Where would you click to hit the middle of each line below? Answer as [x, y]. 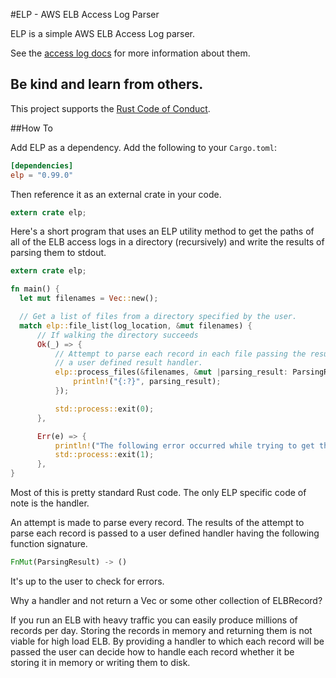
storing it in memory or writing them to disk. [100, 662]
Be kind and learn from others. [107, 84]
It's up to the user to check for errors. [87, 581]
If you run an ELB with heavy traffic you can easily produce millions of [154, 620]
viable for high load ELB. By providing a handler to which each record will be [167, 641]
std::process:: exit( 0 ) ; [104, 409]
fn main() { [35, 289]
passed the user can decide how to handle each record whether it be [152, 651]
